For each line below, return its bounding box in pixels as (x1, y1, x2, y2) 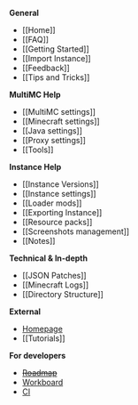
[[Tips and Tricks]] (21, 72, 90, 83)
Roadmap (21, 368, 57, 377)
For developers (9, 351, 66, 360)
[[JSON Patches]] (21, 271, 87, 280)
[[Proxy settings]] (21, 135, 87, 145)
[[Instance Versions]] (21, 179, 99, 190)
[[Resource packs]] (21, 217, 93, 227)
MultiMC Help (9, 89, 61, 100)
